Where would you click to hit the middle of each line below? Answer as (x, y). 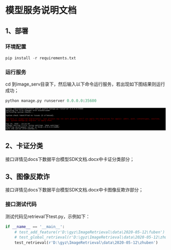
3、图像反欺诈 (27, 177)
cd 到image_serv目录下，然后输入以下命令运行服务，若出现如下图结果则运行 (85, 84)
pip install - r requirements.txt (41, 58)
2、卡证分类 (24, 146)
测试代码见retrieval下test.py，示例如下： (48, 216)
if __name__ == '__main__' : (35, 227)
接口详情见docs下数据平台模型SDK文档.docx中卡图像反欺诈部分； (74, 190)
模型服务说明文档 (41, 10)
